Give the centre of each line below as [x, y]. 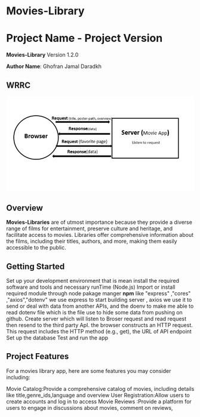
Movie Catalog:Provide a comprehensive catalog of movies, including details [100, 388]
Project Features [38, 356]
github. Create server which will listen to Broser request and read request [96, 319]
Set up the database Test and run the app [57, 338]
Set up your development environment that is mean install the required [93, 280]
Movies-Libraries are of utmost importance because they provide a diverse [99, 223]
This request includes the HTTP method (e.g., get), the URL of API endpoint [99, 331]
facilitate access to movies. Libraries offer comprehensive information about [100, 235]
